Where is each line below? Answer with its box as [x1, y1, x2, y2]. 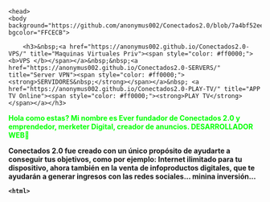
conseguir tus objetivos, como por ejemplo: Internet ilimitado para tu [8, 155, 243, 164]
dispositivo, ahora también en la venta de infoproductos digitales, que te [8, 163, 256, 172]
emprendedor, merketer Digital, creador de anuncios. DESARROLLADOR [8, 122, 254, 131]
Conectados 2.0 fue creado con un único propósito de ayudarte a [8, 146, 231, 155]
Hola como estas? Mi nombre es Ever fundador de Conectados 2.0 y [8, 113, 241, 122]
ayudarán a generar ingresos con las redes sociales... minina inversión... [8, 171, 256, 181]
